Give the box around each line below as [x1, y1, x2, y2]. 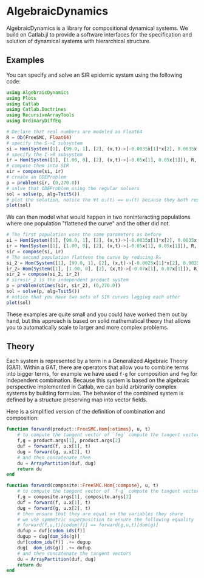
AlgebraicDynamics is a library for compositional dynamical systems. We [6, 24, 188, 32]
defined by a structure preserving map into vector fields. [6, 396, 148, 403]
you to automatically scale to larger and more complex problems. [6, 323, 169, 331]
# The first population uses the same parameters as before [6, 231, 162, 238]
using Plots [6, 95, 36, 101]
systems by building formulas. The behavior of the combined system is [6, 390, 184, 397]
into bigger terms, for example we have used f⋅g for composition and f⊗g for [6, 370, 198, 378]
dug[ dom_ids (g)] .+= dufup [17, 545, 91, 551]
